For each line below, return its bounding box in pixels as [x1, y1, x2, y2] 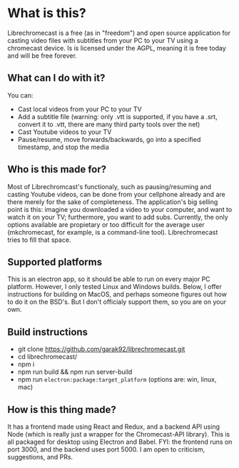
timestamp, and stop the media [17, 143, 109, 151]
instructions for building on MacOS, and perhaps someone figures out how [7, 290, 227, 299]
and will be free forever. [7, 51, 77, 60]
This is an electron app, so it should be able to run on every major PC [7, 275, 210, 283]
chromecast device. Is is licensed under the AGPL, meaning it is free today [7, 44, 226, 52]
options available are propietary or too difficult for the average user [7, 220, 205, 229]
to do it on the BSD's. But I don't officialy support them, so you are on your [7, 297, 227, 306]
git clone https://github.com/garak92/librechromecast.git [17, 345, 185, 354]
